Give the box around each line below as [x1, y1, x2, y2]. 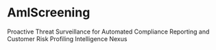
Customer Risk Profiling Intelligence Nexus [7, 34, 128, 42]
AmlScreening [7, 5, 91, 21]
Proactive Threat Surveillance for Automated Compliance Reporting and [7, 27, 210, 36]
